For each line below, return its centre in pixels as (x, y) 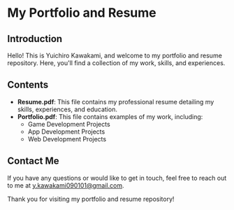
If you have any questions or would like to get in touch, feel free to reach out (117, 178)
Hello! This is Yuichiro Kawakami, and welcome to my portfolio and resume (115, 55)
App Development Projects (66, 132)
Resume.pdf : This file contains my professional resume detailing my (116, 101)
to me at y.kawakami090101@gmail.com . (66, 185)
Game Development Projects (69, 124)
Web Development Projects (67, 139)
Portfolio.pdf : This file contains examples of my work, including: (110, 116)
